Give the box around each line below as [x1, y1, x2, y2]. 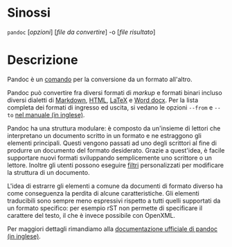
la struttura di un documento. [7, 168, 90, 176]
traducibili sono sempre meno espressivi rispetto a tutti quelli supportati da [7, 196, 221, 205]
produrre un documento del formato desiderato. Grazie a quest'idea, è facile [7, 146, 225, 154]
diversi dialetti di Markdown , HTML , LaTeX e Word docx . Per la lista [7, 96, 199, 104]
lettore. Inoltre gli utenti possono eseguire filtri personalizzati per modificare [7, 161, 224, 169]
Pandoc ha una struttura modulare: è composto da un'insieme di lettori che [7, 123, 221, 133]
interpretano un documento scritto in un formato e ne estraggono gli [7, 131, 202, 139]
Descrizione [7, 52, 78, 68]
